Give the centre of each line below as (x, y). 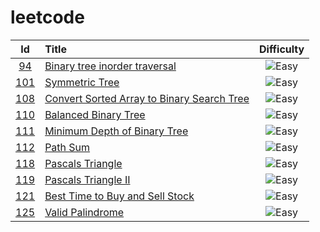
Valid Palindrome (84, 212)
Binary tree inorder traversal (110, 66)
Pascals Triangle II (87, 179)
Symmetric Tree (82, 82)
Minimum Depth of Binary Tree (116, 131)
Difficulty (281, 49)
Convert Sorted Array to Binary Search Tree (147, 98)
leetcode (47, 17)
